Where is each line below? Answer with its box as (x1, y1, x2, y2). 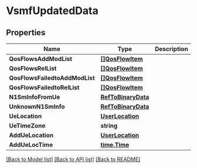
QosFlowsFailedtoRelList (9, 83, 80, 92)
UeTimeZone (9, 122, 46, 130)
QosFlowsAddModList (9, 55, 72, 63)
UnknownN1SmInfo (9, 103, 65, 110)
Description (154, 45, 189, 53)
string (100, 122, 118, 130)
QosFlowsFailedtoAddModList (9, 74, 95, 82)
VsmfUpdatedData (6, 4, 98, 18)
